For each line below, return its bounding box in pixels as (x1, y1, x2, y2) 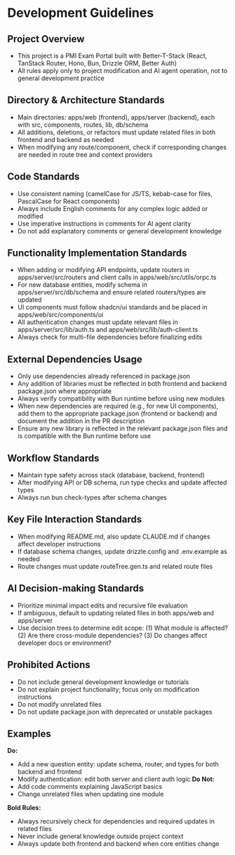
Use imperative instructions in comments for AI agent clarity (17, 219, 192, 228)
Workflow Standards (7, 452, 100, 464)
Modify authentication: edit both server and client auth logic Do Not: (17, 775, 215, 783)
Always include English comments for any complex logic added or (17, 204, 208, 212)
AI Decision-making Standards (7, 582, 145, 595)
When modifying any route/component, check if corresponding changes (17, 143, 227, 151)
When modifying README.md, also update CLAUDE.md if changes (17, 532, 210, 541)
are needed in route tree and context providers (17, 150, 153, 159)
